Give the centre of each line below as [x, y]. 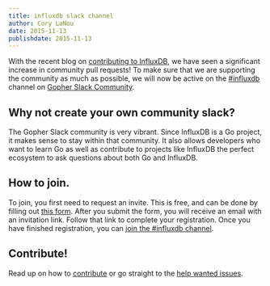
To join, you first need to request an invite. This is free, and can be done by [133, 202]
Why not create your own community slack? [122, 113]
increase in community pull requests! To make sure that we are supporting [132, 70]
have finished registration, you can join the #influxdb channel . [111, 228]
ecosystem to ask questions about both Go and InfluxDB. [103, 158]
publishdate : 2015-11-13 [50, 38]
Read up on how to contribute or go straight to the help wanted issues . [126, 273]
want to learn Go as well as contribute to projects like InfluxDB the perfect [131, 149]
